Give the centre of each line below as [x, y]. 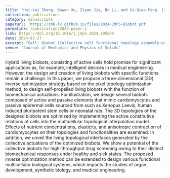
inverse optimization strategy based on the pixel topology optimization [78, 84]
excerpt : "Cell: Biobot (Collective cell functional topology [72, 43]
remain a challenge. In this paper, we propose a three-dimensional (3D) [79, 78]
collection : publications [32, 15]
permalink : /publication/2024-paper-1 [46, 29]
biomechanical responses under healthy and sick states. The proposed [79, 154]
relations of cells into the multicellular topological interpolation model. [78, 121]
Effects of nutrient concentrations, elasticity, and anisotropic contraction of [83, 127]
